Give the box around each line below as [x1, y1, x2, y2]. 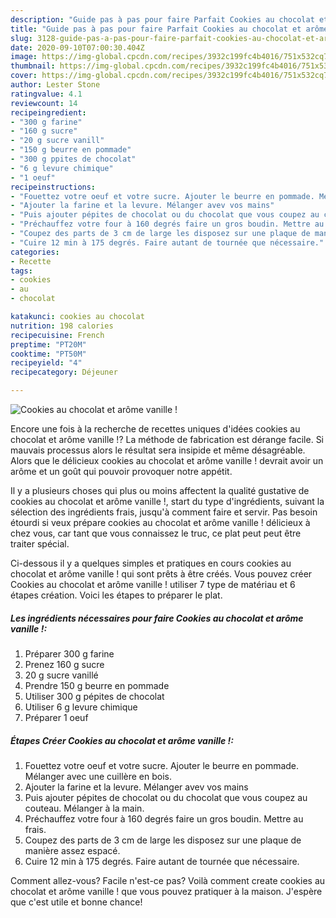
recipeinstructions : [10, 182, 97, 192]
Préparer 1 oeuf [24, 711, 89, 723]
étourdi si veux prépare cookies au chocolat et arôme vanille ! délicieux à [10, 517, 311, 528]
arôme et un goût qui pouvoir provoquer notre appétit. [10, 466, 233, 477]
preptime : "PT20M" [10, 339, 87, 350]
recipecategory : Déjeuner [10, 367, 118, 378]
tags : [10, 266, 33, 276]
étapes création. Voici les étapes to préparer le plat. [10, 589, 223, 601]
